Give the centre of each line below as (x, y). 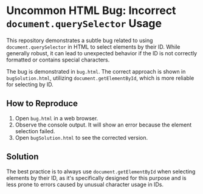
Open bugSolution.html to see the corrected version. (81, 137)
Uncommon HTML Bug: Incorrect (91, 11)
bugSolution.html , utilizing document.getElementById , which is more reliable (100, 78)
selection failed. (35, 131)
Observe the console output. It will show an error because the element (103, 125)
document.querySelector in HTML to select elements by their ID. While (93, 47)
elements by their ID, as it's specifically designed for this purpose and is (96, 178)
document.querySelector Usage (84, 23)
